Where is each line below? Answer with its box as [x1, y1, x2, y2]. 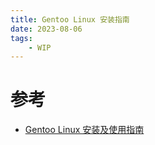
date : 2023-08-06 [10, 24, 83, 34]
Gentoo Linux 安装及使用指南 [24, 124, 145, 136]
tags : [10, 33, 33, 43]
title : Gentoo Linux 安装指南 [10, 14, 130, 25]
